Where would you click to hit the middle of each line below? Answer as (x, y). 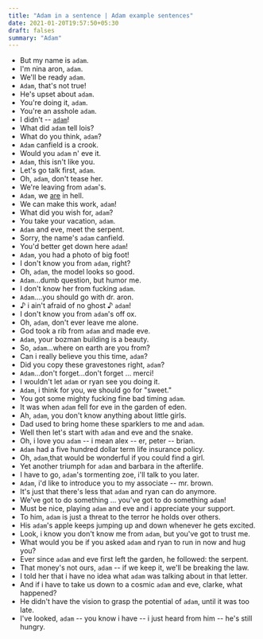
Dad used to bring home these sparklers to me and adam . (112, 424)
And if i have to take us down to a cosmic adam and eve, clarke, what (131, 585)
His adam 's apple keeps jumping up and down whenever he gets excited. (137, 525)
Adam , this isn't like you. (57, 162)
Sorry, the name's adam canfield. (72, 238)
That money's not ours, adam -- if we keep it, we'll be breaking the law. (134, 568)
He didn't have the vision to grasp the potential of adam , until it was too (135, 602)
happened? (38, 593)
